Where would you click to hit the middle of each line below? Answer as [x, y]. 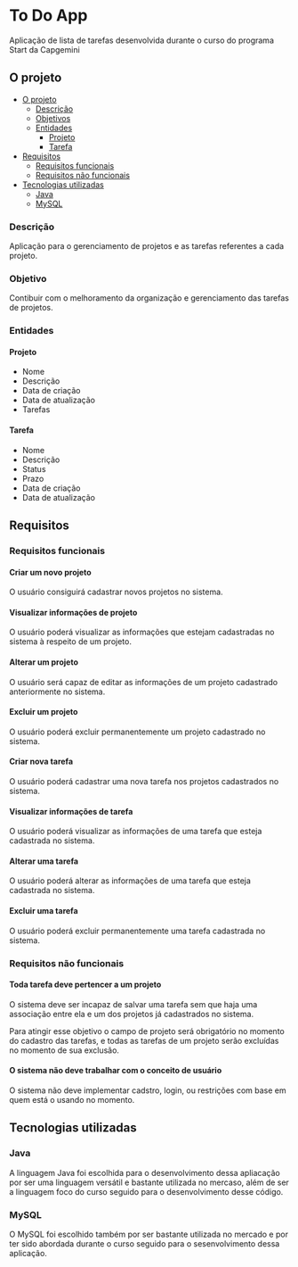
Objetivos [53, 118]
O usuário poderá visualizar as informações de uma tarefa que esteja [136, 832]
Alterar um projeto [44, 662]
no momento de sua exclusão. [64, 1050]
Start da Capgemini [44, 49]
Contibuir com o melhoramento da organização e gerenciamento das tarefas [149, 298]
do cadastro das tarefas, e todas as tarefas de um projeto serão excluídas [144, 1040]
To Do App [48, 16]
